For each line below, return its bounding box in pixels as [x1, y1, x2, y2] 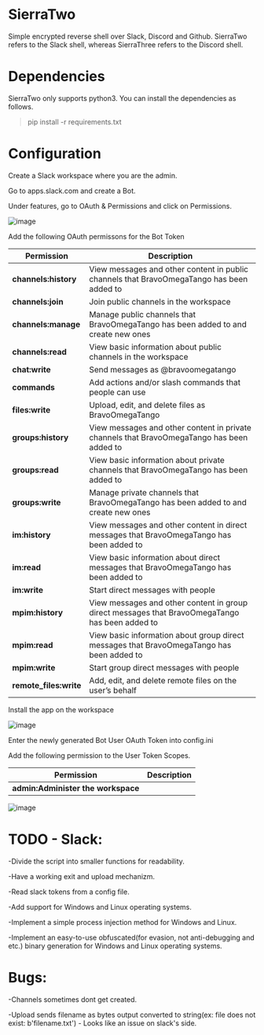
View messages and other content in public [89, 264, 249, 275]
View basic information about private [89, 454, 225, 465]
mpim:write [12, 662, 56, 673]
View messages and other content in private [89, 422, 251, 433]
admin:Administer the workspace [12, 782, 140, 793]
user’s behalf [89, 685, 137, 696]
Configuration [8, 145, 102, 163]
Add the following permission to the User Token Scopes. [8, 750, 191, 760]
